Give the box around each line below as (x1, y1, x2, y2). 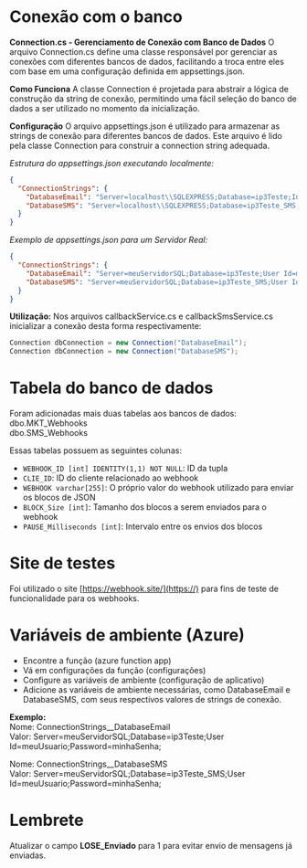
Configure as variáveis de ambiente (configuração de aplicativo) (22, 674, 265, 685)
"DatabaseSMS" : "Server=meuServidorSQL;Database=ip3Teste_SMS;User (26, 277, 288, 287)
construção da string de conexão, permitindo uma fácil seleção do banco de (9, 93, 297, 104)
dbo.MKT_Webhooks (9, 418, 89, 429)
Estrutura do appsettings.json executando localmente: (9, 157, 215, 168)
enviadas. (9, 850, 47, 861)
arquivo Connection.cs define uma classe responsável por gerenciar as (9, 46, 278, 57)
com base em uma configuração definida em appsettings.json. (9, 66, 245, 77)
